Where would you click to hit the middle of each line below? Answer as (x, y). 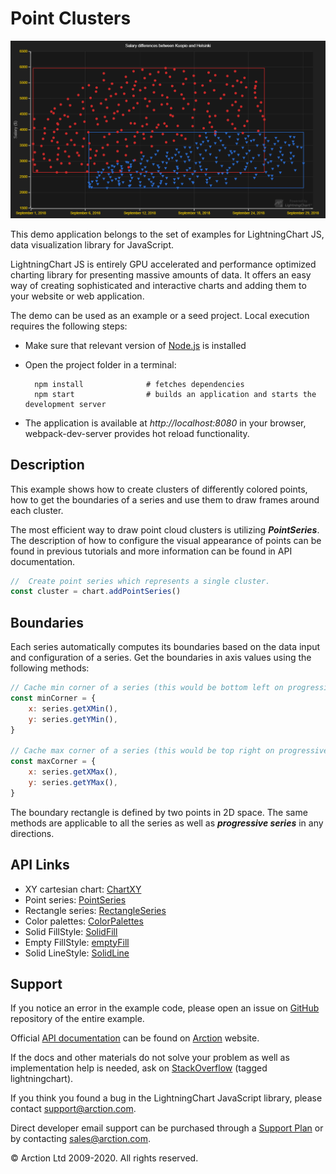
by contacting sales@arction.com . (81, 1139)
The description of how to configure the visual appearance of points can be (166, 540)
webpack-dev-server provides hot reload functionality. (137, 433)
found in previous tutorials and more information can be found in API (151, 551)
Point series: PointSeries (75, 899)
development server (65, 404)
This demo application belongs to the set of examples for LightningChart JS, (167, 234)
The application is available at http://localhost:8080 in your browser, (165, 423)
